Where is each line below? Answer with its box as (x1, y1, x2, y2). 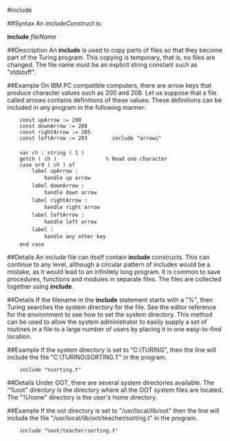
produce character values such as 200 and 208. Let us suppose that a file (7, 89, 217, 97)
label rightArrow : (32, 197, 88, 204)
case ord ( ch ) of (19, 161, 76, 168)
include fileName (7, 32, 56, 41)
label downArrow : (32, 182, 85, 189)
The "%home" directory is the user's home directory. (7, 393, 158, 401)
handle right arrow (43, 204, 100, 210)
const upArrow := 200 (19, 117, 81, 124)
